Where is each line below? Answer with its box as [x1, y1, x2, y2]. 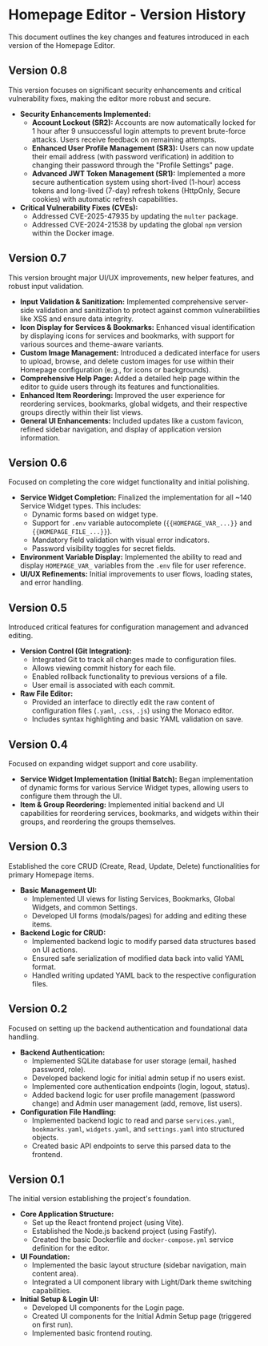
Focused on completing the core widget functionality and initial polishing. [8, 477, 250, 487]
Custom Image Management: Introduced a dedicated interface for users [19, 348, 261, 357]
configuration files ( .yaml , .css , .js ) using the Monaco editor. [31, 706, 234, 716]
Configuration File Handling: [19, 1107, 117, 1116]
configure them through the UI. [19, 791, 122, 801]
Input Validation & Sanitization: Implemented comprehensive [19, 296, 223, 306]
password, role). [31, 1064, 86, 1074]
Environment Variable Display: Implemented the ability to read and [19, 552, 242, 562]
